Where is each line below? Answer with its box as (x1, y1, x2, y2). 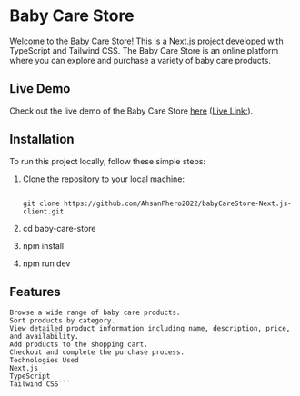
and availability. (9, 332, 79, 342)
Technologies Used (9, 356, 79, 365)
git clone (22, 199, 61, 208)
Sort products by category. (9, 316, 116, 325)
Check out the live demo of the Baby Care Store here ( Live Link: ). (9, 105, 254, 116)
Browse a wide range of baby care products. (9, 308, 181, 318)
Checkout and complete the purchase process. (9, 348, 185, 357)
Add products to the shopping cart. (9, 340, 148, 350)
